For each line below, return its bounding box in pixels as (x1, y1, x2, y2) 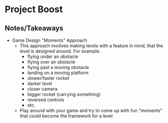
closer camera (27, 86, 58, 92)
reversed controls (27, 97, 64, 103)
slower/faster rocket (27, 75, 70, 81)
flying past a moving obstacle (27, 65, 89, 70)
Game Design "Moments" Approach (12, 37, 87, 43)
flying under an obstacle (27, 53, 79, 59)
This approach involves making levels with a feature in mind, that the (19, 43, 163, 49)
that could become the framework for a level (19, 113, 113, 119)
